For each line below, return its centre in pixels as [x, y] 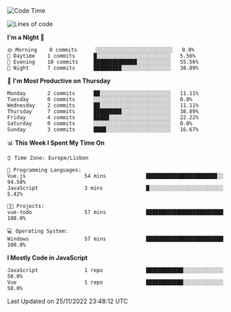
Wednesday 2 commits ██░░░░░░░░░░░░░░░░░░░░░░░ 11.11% [103, 105]
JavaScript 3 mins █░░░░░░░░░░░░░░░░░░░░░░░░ [115, 188]
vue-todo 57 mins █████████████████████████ [115, 212]
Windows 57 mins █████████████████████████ [115, 239]
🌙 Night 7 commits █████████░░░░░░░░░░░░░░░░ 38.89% [103, 68]
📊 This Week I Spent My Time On [56, 143]
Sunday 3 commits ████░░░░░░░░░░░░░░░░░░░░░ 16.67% [103, 129]
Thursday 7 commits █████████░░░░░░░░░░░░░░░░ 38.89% [103, 112]
